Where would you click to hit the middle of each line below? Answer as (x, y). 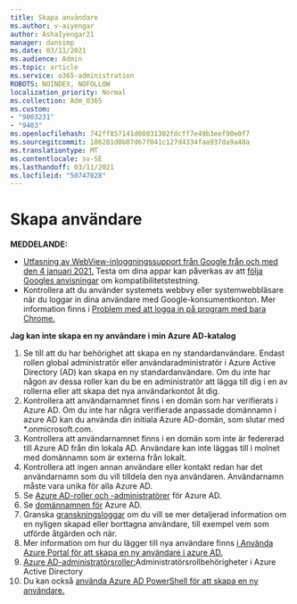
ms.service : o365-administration (72, 76)
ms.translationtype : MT (54, 150)
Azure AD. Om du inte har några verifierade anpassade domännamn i (150, 410)
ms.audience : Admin (46, 59)
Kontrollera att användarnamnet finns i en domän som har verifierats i (150, 401)
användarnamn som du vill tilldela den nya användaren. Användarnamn (153, 477)
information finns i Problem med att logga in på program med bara (144, 309)
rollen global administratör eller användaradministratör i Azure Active (149, 363)
